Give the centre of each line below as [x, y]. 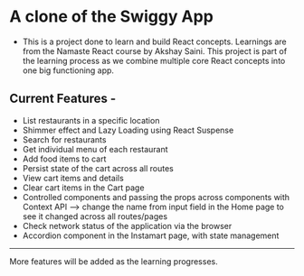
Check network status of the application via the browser [127, 225]
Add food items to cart [64, 159]
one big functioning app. [68, 70]
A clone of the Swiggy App [112, 17]
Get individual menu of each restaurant [95, 149]
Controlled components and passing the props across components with [156, 197]
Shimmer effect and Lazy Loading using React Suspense [128, 130]
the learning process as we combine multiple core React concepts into [154, 60]
